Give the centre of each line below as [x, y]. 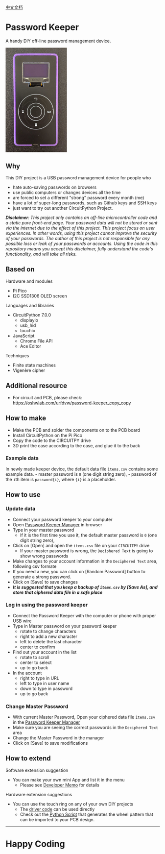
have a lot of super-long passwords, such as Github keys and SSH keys [85, 203]
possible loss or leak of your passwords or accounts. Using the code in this [82, 244]
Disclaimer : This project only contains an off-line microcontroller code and [81, 218]
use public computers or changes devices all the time [67, 193]
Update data [21, 509]
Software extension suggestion [37, 770]
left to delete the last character [51, 641]
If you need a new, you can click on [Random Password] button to [79, 571]
